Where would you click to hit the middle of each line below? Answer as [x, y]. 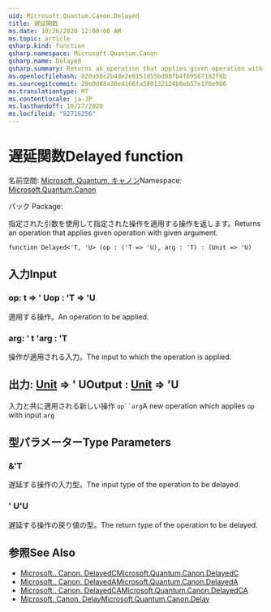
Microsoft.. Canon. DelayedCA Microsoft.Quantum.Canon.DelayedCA [134, 590]
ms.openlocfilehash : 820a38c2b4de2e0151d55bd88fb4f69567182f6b [118, 76]
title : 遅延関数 [33, 24]
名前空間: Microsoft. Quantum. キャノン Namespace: [95, 180]
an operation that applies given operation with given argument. [113, 233]
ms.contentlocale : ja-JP [50, 99]
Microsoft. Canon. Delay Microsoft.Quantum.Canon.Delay [115, 599]
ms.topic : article [39, 39]
